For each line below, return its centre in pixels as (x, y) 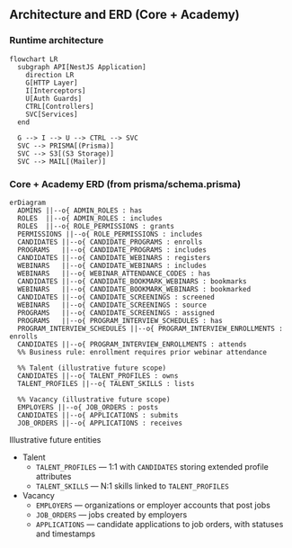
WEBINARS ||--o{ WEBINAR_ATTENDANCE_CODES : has (114, 274)
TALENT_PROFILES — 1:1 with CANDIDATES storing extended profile (152, 466)
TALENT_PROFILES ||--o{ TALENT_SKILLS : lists (106, 383)
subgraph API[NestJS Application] (82, 67)
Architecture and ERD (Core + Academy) (124, 15)
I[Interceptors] (56, 90)
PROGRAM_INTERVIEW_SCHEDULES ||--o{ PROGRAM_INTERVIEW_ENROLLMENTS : (150, 328)
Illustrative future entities (55, 439)
